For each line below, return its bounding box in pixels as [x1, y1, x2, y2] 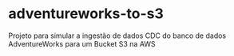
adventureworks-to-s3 [8, 5, 164, 23]
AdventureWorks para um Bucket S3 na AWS [8, 39, 156, 48]
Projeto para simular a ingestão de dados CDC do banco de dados [8, 31, 226, 40]
